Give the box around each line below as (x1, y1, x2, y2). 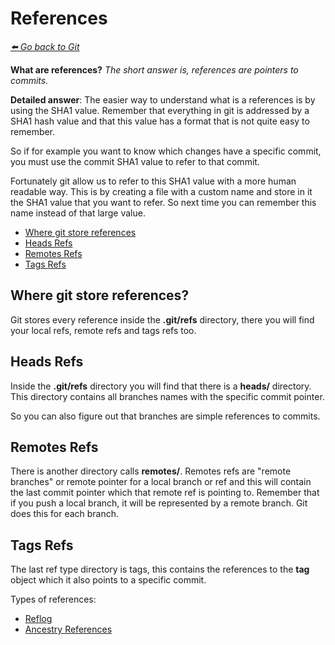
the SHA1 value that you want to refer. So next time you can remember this (10, 196, 317, 208)
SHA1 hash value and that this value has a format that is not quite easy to (10, 115, 310, 127)
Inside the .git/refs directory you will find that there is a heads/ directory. (10, 380, 312, 392)
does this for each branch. (10, 508, 120, 520)
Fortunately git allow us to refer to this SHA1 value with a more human (10, 175, 297, 187)
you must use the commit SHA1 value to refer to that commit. (10, 155, 260, 167)
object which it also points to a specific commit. (10, 574, 207, 586)
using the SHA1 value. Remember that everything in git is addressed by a (10, 104, 310, 116)
